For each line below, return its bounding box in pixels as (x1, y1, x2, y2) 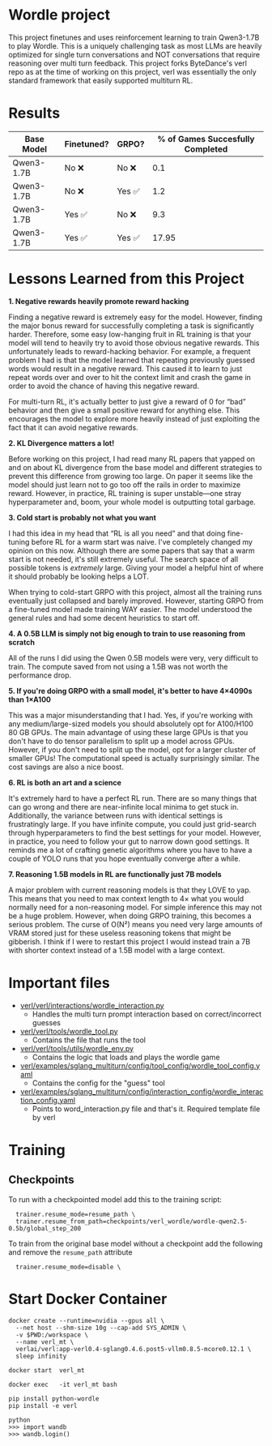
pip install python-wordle (8, 1394, 100, 1403)
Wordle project (8, 6, 111, 24)
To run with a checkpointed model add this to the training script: (8, 1194, 223, 1204)
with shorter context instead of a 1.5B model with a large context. (8, 945, 225, 955)
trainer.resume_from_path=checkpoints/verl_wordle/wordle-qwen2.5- (15, 1217, 249, 1226)
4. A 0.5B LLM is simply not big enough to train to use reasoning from (8, 628, 245, 638)
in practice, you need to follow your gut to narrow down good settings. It (8, 836, 249, 846)
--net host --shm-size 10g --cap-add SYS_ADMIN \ (15, 1324, 186, 1332)
